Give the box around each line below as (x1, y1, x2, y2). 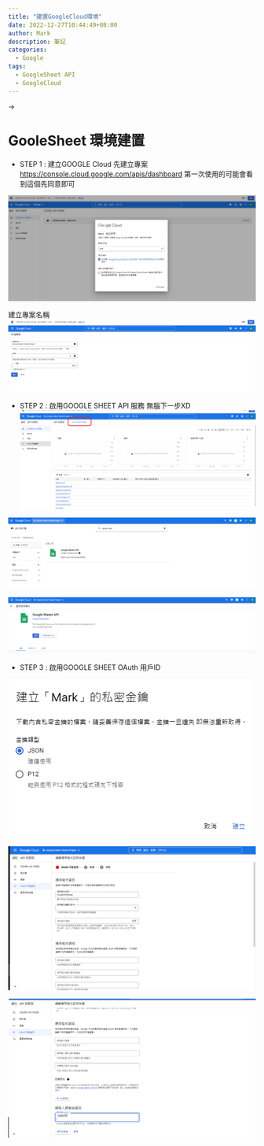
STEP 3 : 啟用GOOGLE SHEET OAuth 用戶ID (19, 662, 161, 672)
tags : (8, 63, 26, 71)
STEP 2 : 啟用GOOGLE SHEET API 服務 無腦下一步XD (19, 401, 191, 411)
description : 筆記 (8, 38, 66, 46)
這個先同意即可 (26, 179, 75, 188)
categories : (8, 46, 47, 54)
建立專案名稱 (8, 309, 49, 319)
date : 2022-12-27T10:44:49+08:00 (8, 20, 118, 29)
